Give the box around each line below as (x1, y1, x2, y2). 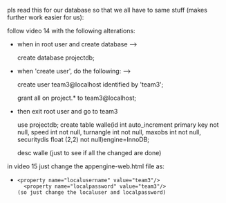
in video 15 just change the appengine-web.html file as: (7, 162, 164, 170)
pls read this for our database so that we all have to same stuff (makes (7, 6, 207, 14)
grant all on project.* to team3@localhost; (17, 94, 137, 102)
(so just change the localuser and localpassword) (17, 189, 167, 196)
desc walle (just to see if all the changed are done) (17, 149, 162, 157)
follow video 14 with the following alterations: (7, 27, 136, 35)
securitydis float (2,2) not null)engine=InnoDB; (17, 135, 150, 143)
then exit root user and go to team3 (17, 107, 118, 115)
